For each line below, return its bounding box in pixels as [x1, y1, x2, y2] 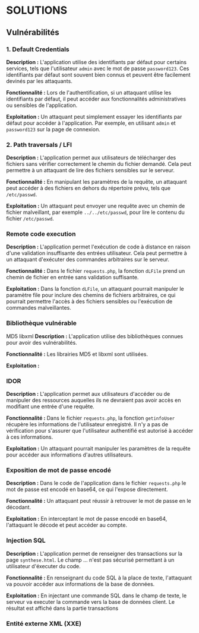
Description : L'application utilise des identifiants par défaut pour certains [6, 58, 187, 65]
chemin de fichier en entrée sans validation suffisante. [6, 274, 139, 281]
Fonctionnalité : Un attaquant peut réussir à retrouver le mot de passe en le [6, 497, 191, 505]
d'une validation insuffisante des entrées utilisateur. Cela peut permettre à [6, 250, 187, 257]
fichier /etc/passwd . [6, 215, 55, 222]
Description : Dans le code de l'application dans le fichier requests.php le [6, 480, 187, 487]
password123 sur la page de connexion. [6, 125, 101, 133]
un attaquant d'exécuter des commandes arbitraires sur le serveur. [6, 256, 169, 263]
